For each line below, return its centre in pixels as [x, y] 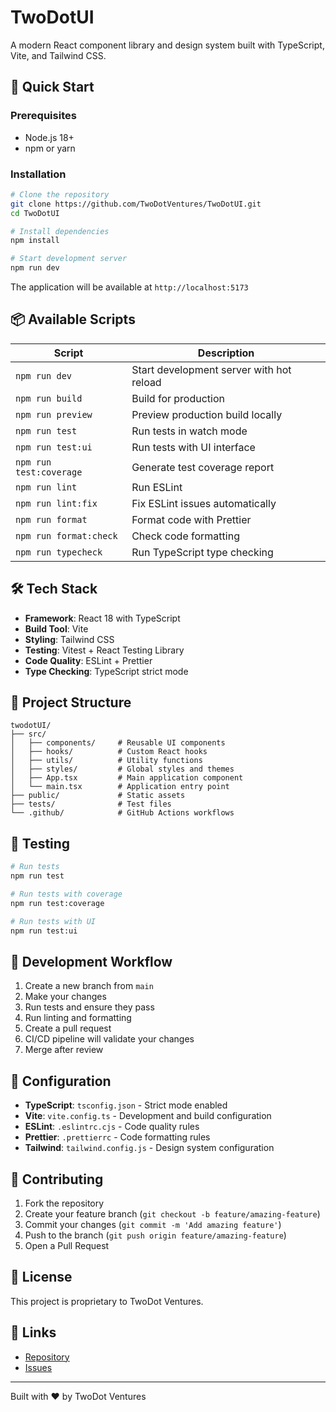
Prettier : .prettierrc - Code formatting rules [117, 1137]
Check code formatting [185, 536]
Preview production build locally [207, 414]
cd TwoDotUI [35, 213]
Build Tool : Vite [56, 628]
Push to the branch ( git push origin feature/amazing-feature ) [155, 1235]
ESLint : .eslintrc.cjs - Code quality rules [112, 1127]
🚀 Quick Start [52, 87]
